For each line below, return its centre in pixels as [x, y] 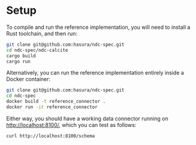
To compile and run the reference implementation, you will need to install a [98, 27]
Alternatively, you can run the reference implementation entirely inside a [95, 73]
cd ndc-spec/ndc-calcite [37, 50]
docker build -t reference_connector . [56, 102]
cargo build [21, 56]
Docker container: [28, 79]
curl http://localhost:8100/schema [51, 136]
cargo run [19, 61]
